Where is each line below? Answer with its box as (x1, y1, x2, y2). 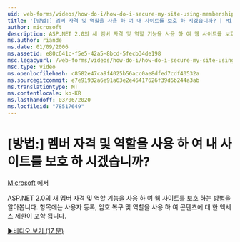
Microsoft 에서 (7, 179, 49, 187)
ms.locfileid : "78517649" (7, 103, 84, 110)
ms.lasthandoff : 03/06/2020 (7, 97, 91, 104)
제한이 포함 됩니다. (14, 211, 66, 220)
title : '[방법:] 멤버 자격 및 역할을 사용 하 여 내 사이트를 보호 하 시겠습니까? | (7, 17, 223, 24)
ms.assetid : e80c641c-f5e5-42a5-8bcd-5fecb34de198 (7, 51, 161, 58)
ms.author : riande (7, 37, 62, 44)
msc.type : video (7, 63, 56, 70)
